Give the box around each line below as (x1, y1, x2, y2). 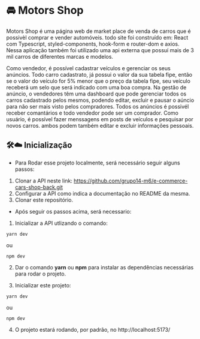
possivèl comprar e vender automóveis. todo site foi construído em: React (6, 34, 189, 41)
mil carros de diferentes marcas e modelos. (6, 53, 114, 60)
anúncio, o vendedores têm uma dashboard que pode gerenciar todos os (6, 90, 187, 97)
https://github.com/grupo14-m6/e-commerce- (74, 177, 188, 184)
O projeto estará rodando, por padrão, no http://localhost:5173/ (14, 326, 171, 333)
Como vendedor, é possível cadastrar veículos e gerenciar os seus (6, 64, 171, 71)
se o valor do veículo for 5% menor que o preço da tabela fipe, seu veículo (6, 77, 190, 85)
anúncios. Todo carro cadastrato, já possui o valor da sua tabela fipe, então (6, 71, 193, 78)
